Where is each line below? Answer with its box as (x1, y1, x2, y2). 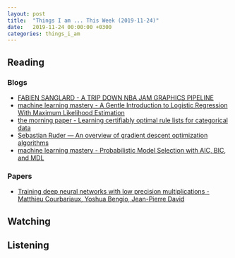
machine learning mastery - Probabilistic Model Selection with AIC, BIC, (17, 146, 227, 154)
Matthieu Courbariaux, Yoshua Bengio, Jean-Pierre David (17, 195, 185, 204)
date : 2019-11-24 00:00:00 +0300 (7, 23, 112, 30)
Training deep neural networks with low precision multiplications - (17, 187, 210, 196)
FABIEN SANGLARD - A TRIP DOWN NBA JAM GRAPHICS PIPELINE (17, 93, 214, 102)
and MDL (17, 153, 44, 162)
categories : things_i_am (7, 30, 80, 37)
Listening (7, 240, 49, 252)
